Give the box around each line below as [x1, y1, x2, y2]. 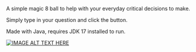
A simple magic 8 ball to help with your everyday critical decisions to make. [6, 5, 191, 12]
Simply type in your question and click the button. [6, 17, 128, 23]
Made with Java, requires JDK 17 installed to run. [6, 28, 126, 35]
